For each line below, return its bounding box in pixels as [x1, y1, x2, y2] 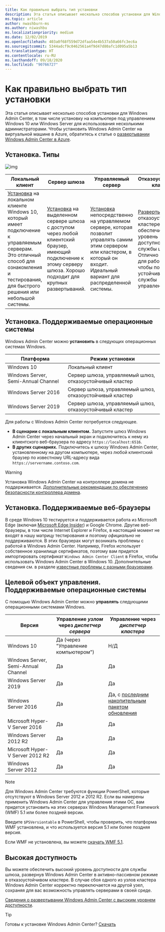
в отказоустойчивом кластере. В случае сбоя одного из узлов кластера [5, 877, 156, 883]
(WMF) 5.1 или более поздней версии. [5, 809, 84, 816]
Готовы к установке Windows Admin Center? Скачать [5, 921, 116, 927]
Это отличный [7, 251, 41, 258]
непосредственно [90, 211, 134, 218]
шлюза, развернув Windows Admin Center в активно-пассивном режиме [5, 872, 158, 878]
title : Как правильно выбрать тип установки [5, 7, 98, 12]
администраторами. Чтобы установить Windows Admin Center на [5, 126, 142, 132]
